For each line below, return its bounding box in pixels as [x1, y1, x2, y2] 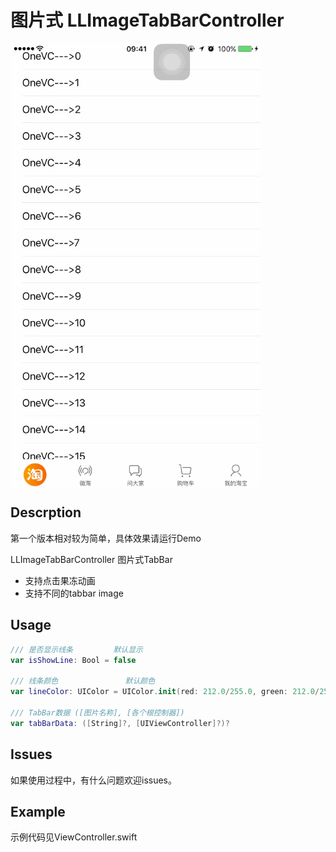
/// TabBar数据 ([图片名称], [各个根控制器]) [10, 707, 185, 718]
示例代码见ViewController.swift [10, 831, 138, 843]
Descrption [10, 504, 82, 521]
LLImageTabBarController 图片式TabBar [10, 553, 173, 565]
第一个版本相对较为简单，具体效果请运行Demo [10, 532, 202, 544]
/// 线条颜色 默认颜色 [10, 676, 156, 686]
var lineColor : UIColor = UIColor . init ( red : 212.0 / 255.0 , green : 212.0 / [10, 687, 320, 697]
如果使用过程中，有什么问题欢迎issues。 [10, 774, 177, 786]
